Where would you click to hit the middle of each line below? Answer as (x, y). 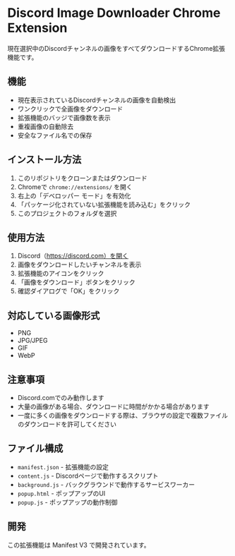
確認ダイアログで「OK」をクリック (68, 291)
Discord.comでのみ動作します (61, 398)
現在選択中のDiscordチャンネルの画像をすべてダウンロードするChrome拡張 (116, 48)
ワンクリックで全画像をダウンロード (70, 109)
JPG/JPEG (32, 341)
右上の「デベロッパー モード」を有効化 (74, 195)
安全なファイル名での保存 (55, 135)
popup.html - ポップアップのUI (61, 493)
